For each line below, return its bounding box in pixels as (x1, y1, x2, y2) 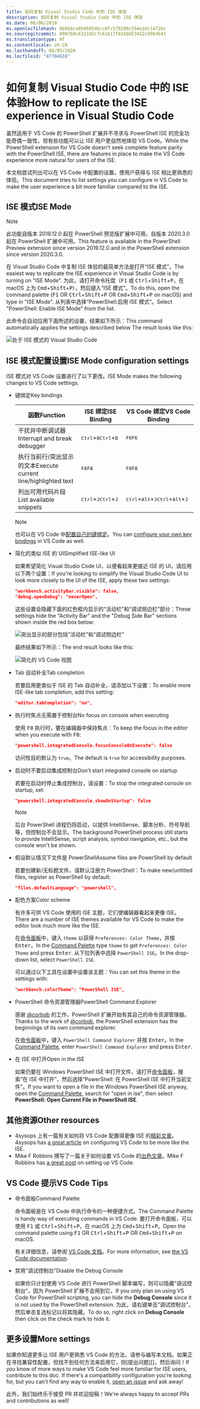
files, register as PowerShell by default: (14, 873, 111, 880)
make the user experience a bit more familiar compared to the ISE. (6, 183, 168, 190)
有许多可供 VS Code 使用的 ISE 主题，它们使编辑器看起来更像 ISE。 (14, 909, 180, 916)
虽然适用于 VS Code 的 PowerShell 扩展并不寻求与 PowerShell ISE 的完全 (6, 129, 185, 136)
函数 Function (27, 411, 65, 419)
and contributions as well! (6, 1397, 70, 1404)
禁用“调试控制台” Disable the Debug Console (14, 1267, 123, 1274)
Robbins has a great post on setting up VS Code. (14, 1159, 135, 1166)
